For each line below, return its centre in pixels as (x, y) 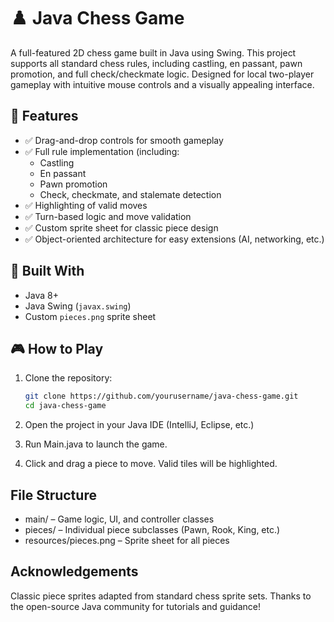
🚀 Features (44, 116)
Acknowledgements (74, 571)
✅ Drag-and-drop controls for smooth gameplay (124, 140)
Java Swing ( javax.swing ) (78, 306)
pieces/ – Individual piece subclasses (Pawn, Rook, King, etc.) (152, 529)
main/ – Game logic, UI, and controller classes (119, 519)
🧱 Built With (47, 271)
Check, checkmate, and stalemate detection (130, 194)
